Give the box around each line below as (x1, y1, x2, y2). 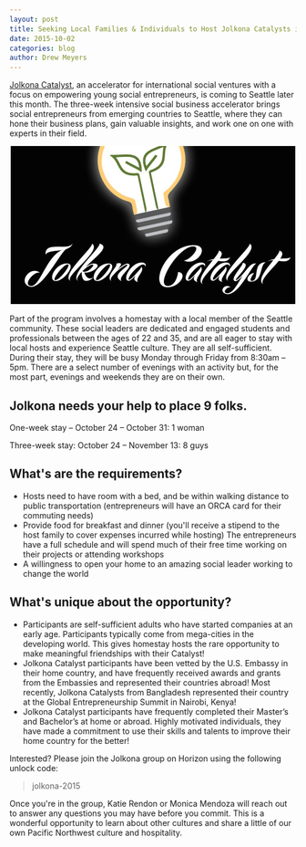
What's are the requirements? (9, 466, 183, 482)
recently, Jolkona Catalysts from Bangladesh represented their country (22, 686, 290, 697)
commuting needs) (22, 509, 94, 520)
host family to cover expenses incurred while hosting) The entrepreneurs (22, 529, 297, 540)
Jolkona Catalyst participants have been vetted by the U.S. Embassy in (22, 657, 289, 668)
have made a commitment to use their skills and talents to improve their (22, 726, 291, 737)
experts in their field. (9, 128, 87, 139)
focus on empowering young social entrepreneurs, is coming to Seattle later (9, 89, 294, 100)
